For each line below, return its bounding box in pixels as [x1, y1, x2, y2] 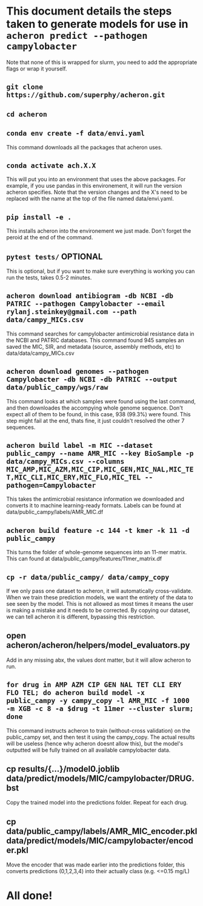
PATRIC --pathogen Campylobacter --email [6, 300, 165, 308]
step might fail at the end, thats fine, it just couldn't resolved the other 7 [6, 417, 185, 424]
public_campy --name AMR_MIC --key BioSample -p [6, 448, 194, 458]
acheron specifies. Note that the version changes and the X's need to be [6, 188, 188, 196]
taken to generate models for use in [6, 17, 188, 31]
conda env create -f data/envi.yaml [6, 129, 145, 138]
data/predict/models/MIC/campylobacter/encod [6, 836, 194, 846]
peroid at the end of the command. [6, 234, 93, 241]
